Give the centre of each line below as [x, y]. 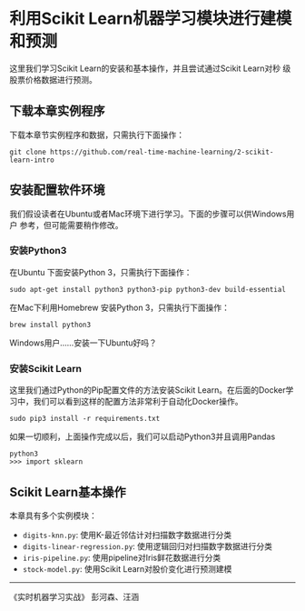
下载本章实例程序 [57, 111]
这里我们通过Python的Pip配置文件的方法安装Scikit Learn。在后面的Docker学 [152, 390]
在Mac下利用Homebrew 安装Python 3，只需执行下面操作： [119, 307]
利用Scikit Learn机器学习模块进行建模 [151, 19]
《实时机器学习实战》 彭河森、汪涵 [74, 596]
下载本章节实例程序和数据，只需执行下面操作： [97, 135]
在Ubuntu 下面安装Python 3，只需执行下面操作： [101, 272]
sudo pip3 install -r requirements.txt [85, 419]
